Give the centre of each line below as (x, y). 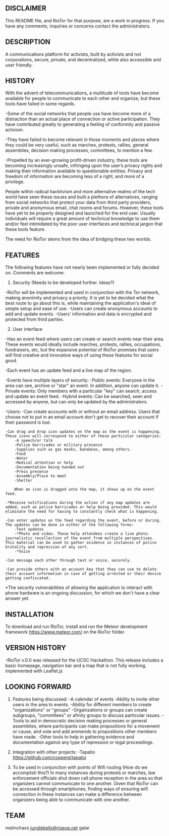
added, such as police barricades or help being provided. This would (81, 507)
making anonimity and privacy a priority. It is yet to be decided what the (80, 298)
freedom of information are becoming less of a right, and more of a (75, 177)
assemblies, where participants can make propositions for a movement (86, 726)
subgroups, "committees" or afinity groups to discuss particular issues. (87, 715)
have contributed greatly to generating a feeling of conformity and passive (82, 124)
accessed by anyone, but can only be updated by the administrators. (76, 402)
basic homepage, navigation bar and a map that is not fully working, (76, 665)
